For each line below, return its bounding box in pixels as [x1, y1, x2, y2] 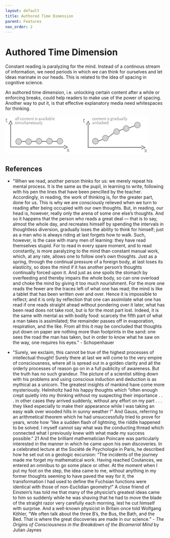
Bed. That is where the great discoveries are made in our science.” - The [12, 516, 164, 522]
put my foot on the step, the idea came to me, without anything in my [12, 468, 157, 474]
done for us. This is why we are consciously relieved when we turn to [12, 200, 157, 206]
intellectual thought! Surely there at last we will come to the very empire [12, 355, 162, 361]
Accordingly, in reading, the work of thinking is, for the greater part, [12, 194, 153, 200]
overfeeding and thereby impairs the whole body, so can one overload [12, 275, 159, 281]
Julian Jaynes [12, 527, 42, 533]
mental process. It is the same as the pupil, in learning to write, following [12, 183, 163, 189]
